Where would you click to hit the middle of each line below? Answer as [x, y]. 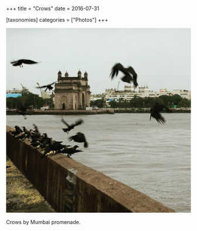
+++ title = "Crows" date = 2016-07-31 [53, 9]
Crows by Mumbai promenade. [43, 222]
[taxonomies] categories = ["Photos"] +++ [57, 20]
